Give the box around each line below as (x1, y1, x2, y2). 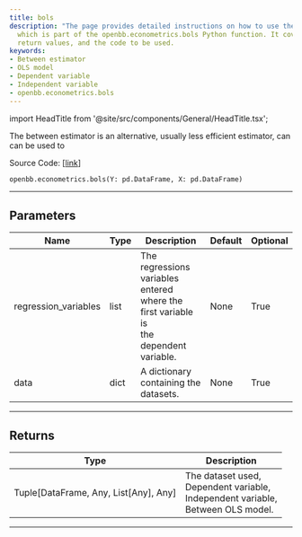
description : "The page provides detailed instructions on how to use (9, 22, 280, 31)
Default (209, 234, 243, 247)
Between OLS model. (184, 504, 274, 515)
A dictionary (140, 365, 191, 378)
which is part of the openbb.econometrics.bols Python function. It (17, 30, 280, 39)
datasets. (140, 388, 180, 401)
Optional (250, 234, 289, 247)
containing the (140, 376, 201, 389)
